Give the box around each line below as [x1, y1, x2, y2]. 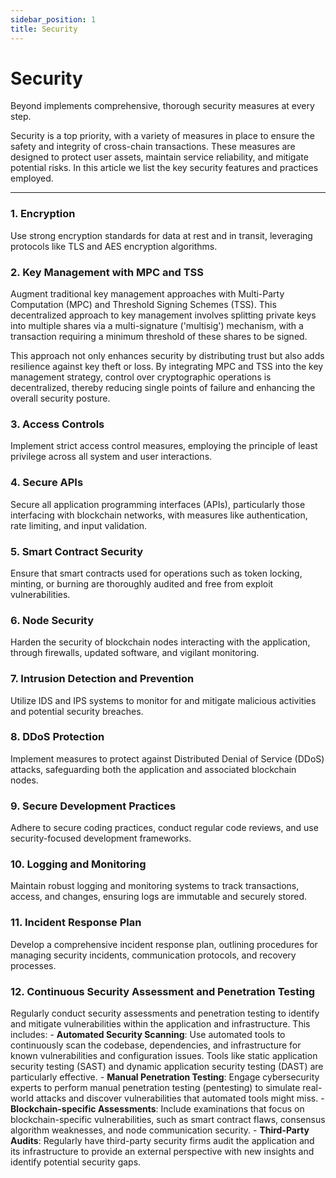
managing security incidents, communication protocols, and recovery [10, 949, 297, 961]
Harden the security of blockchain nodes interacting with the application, [10, 636, 311, 648]
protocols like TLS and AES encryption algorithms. [10, 240, 218, 252]
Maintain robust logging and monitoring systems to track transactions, [10, 880, 300, 892]
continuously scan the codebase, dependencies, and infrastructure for [10, 1039, 302, 1051]
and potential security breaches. [10, 705, 144, 717]
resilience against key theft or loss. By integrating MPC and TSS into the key [10, 361, 324, 373]
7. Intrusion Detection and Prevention [10, 672, 195, 686]
